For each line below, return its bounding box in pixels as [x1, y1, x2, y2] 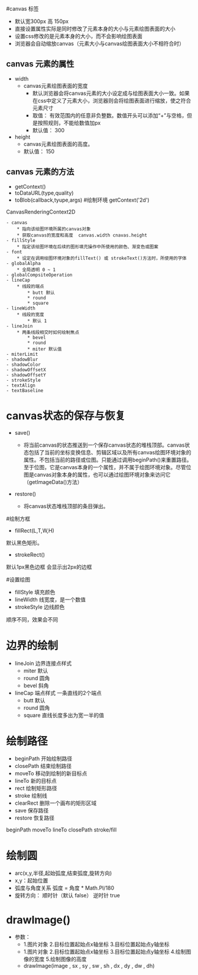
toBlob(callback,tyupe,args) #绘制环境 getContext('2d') [14, 196, 150, 203]
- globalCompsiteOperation [6, 272, 73, 278]
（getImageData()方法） [23, 478, 83, 485]
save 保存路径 [14, 807, 49, 814]
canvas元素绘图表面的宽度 [23, 82, 88, 89]
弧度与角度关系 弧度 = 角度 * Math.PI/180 [14, 884, 115, 891]
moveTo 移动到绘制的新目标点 [14, 770, 87, 777]
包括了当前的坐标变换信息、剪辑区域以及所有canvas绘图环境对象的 [28, 448, 191, 455]
